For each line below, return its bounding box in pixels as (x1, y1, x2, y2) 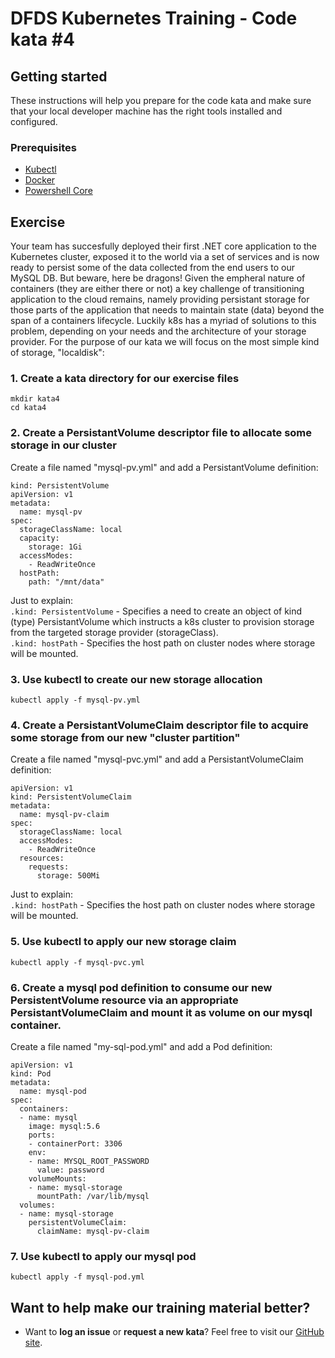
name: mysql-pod (19, 1086, 87, 1096)
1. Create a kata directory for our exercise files (10, 372, 240, 386)
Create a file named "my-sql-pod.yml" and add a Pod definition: (10, 1040, 273, 1052)
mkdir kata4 (10, 394, 60, 404)
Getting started (10, 68, 108, 85)
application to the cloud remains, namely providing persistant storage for (10, 293, 310, 306)
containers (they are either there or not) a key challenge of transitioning (10, 283, 305, 295)
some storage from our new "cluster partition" (10, 730, 241, 744)
